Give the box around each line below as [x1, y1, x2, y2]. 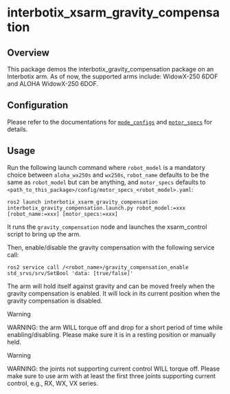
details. [7, 125, 28, 133]
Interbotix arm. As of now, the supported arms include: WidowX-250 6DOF [7, 72, 218, 80]
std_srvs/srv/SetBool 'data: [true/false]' [7, 270, 134, 276]
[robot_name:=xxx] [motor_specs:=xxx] [7, 210, 118, 217]
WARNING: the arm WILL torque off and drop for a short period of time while [7, 323, 223, 331]
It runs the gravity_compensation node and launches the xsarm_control [7, 222, 207, 231]
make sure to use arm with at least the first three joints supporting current [7, 371, 216, 380]
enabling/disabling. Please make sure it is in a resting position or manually [7, 330, 216, 338]
